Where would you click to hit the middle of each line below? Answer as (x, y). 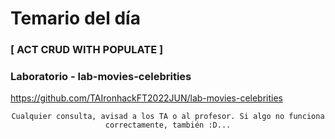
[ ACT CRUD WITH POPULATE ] (87, 50)
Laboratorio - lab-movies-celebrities (101, 77)
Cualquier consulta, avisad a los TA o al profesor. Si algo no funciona (168, 117)
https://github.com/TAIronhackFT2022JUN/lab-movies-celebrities (146, 98)
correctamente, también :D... (168, 125)
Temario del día (75, 18)
